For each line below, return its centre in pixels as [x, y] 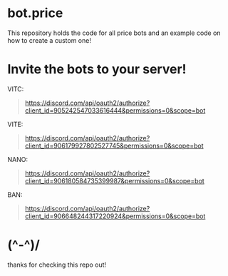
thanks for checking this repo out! [57, 265]
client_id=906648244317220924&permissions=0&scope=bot [115, 216]
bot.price [35, 13]
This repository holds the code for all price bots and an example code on [114, 33]
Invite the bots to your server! [97, 70]
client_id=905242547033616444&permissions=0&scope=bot [115, 110]
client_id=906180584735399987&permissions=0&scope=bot [114, 180]
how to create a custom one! [49, 40]
